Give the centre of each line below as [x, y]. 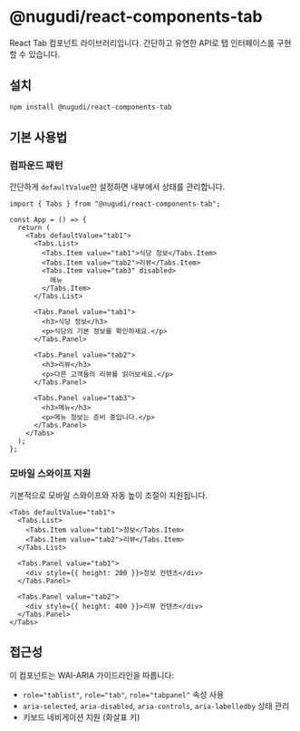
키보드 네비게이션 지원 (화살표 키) [81, 717]
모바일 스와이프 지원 [50, 474]
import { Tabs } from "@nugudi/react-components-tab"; [115, 204]
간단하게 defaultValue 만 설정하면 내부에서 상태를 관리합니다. [117, 187]
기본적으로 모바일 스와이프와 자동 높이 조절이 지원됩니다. [109, 495]
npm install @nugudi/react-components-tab [91, 107]
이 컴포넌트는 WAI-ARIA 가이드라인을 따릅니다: [92, 676]
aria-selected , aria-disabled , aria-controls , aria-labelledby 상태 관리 [156, 706]
